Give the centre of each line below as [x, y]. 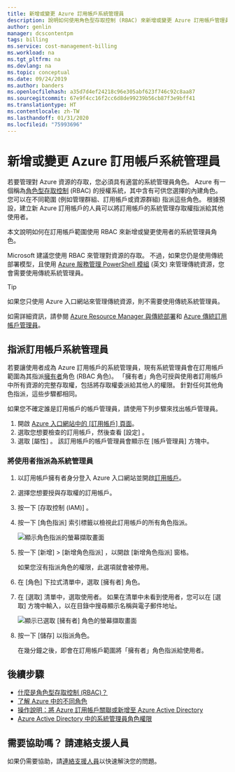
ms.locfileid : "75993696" [45, 124]
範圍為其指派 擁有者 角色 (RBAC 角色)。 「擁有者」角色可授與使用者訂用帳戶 [115, 376]
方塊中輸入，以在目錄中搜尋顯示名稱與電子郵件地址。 [104, 605]
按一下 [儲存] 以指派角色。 [55, 635]
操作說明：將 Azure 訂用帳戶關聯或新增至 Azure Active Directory [110, 710]
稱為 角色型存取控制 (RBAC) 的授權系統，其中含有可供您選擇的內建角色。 [117, 191]
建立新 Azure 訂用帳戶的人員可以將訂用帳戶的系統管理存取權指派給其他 [121, 208]
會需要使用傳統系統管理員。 [47, 273]
